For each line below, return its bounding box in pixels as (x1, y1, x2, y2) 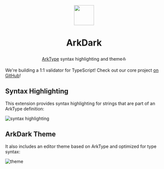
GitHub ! (5, 72, 21, 78)
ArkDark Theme (5, 130, 56, 138)
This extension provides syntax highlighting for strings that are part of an (5, 100, 155, 106)
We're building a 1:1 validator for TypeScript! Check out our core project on (5, 67, 159, 73)
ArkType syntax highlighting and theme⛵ (41, 56, 126, 62)
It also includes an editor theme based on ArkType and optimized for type (5, 143, 156, 149)
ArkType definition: (5, 105, 44, 112)
